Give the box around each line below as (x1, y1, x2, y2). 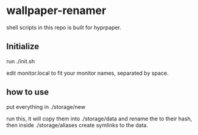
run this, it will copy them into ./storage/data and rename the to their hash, (6, 115, 193, 122)
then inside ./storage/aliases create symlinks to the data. (6, 121, 148, 128)
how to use (6, 87, 49, 97)
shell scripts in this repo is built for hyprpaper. (6, 24, 122, 31)
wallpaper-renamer (6, 4, 107, 18)
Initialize (6, 41, 40, 52)
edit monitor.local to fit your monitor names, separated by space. (6, 69, 169, 77)
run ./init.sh (6, 57, 35, 64)
